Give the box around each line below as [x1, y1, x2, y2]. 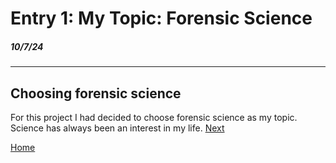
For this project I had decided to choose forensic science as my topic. [10, 111, 298, 123]
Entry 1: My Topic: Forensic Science [10, 7, 313, 30]
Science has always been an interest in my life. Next [10, 122, 225, 134]
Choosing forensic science [10, 85, 182, 102]
